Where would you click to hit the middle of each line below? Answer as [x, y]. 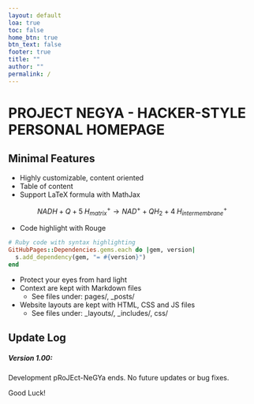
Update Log [37, 337]
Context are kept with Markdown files [80, 287]
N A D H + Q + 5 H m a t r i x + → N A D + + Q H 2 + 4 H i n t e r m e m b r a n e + [132, 211]
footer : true [30, 52]
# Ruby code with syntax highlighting [72, 243]
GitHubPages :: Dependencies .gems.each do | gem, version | [102, 250]
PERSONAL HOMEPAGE [87, 130]
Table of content [46, 186]
